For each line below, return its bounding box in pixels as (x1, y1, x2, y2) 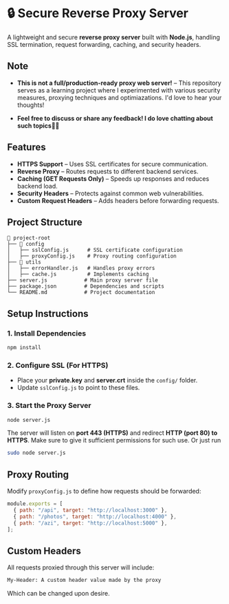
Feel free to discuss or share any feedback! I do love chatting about (17, 114, 213, 122)
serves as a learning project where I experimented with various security (17, 86, 221, 94)
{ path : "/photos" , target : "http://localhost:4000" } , (13, 513, 177, 520)
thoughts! (17, 101, 45, 109)
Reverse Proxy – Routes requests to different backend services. (17, 167, 199, 175)
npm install (7, 344, 41, 351)
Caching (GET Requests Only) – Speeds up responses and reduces (17, 174, 210, 183)
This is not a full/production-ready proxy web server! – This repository (17, 79, 221, 87)
